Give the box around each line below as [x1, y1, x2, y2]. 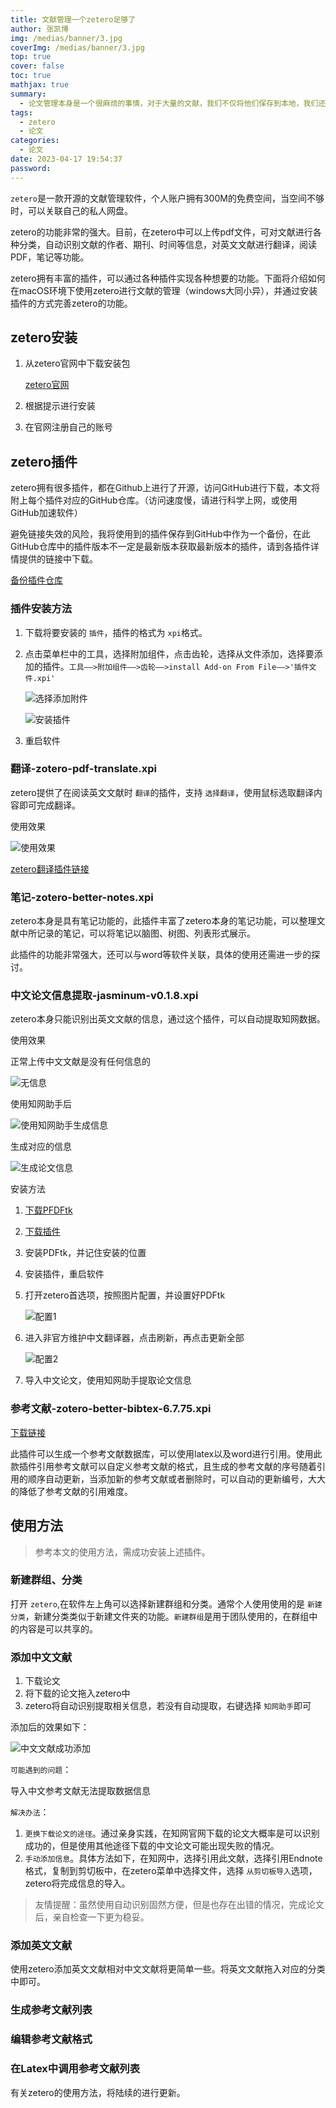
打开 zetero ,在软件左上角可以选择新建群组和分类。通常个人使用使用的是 [10, 1597, 305, 1610]
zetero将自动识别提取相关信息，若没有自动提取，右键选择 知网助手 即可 [24, 1700, 312, 1712]
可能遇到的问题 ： [10, 1764, 72, 1776]
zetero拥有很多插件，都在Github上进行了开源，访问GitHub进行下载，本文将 [10, 482, 320, 494]
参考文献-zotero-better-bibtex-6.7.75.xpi [10, 1402, 212, 1416]
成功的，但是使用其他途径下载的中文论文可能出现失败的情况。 [24, 1840, 280, 1852]
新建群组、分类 [10, 1573, 83, 1587]
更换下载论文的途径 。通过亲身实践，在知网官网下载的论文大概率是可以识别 [24, 1827, 320, 1840]
